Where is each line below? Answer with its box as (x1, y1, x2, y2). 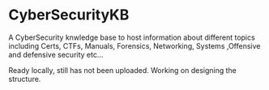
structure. (8, 74, 41, 84)
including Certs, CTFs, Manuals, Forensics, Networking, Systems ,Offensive (8, 41, 261, 50)
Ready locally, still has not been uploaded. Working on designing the (8, 65, 237, 75)
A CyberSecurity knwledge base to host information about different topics (8, 32, 255, 42)
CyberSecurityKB (8, 6, 130, 24)
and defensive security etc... (8, 49, 104, 59)
